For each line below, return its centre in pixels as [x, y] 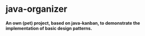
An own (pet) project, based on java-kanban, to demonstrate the [73, 23]
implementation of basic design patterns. [49, 28]
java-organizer [36, 9]
